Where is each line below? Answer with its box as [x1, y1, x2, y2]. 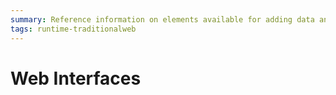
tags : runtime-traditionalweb [10, 24, 137, 34]
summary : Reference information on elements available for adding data [10, 14, 315, 25]
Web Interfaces [10, 67, 142, 90]
